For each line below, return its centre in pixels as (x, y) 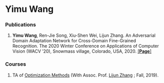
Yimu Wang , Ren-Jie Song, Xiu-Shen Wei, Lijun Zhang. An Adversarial (84, 35)
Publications (21, 25)
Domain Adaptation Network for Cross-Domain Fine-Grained (74, 41)
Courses (16, 64)
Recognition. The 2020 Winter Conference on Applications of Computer (86, 46)
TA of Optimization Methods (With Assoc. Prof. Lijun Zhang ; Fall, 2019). (85, 75)
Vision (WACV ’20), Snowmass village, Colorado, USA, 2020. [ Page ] (82, 51)
